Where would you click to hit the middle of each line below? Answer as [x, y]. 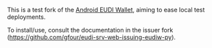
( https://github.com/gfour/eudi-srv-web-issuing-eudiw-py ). [92, 37]
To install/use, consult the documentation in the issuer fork [90, 30]
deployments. [26, 17]
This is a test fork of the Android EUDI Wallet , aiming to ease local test [106, 10]
